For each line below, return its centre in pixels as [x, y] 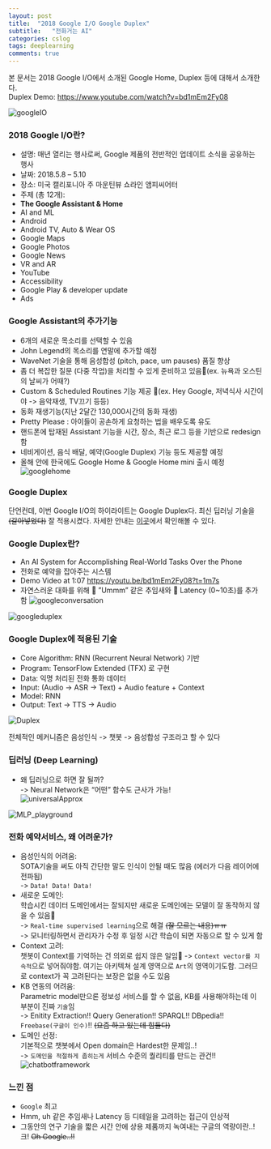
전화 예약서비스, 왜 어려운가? [61, 837]
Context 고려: [42, 946]
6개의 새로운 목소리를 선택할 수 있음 [76, 340]
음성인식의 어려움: [48, 856]
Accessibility [41, 281]
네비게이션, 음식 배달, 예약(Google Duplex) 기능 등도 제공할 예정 [122, 451]
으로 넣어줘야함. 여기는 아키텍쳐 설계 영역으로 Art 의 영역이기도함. [134, 966]
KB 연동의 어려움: [47, 986]
